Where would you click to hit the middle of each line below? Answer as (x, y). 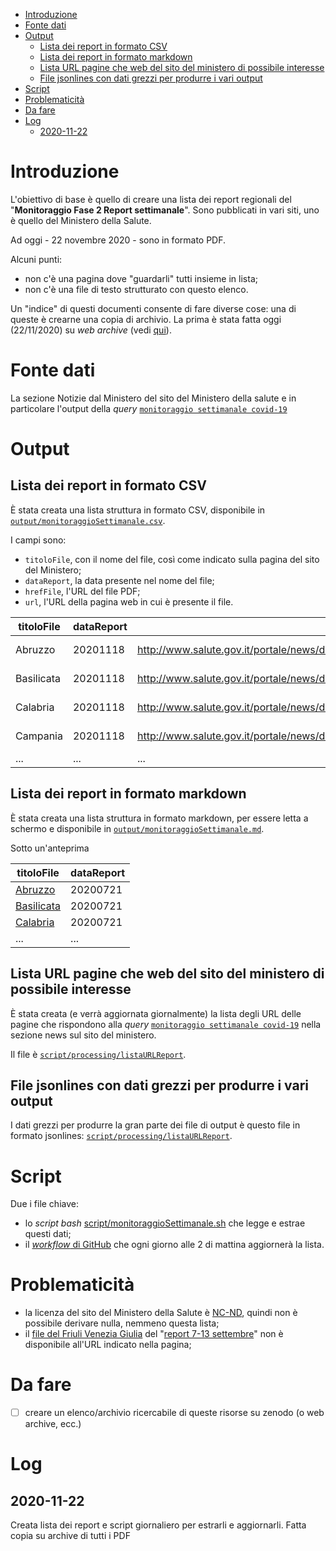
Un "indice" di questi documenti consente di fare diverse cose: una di (153, 308)
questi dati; (48, 1234)
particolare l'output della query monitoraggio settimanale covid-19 (149, 408)
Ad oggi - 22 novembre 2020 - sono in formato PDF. (118, 240)
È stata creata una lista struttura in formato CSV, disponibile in (138, 510)
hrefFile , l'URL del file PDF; (82, 591)
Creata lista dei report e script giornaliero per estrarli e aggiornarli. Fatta (158, 1525)
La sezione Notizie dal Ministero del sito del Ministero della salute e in (153, 398)
